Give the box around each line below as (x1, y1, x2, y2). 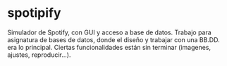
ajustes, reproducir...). (7, 51, 71, 59)
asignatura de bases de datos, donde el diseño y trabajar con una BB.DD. (7, 35, 220, 44)
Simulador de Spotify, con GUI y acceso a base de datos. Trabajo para (7, 28, 211, 37)
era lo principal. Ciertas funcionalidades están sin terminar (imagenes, (7, 43, 211, 51)
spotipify (7, 5, 61, 21)
